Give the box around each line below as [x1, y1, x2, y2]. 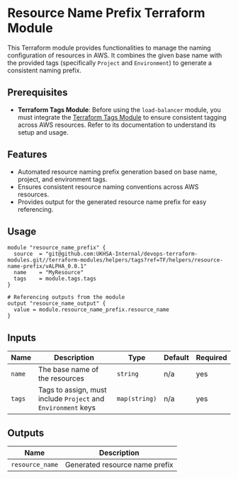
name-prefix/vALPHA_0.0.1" [7, 263, 87, 270]
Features [7, 149, 47, 161]
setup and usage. [17, 128, 69, 136]
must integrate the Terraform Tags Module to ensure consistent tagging [17, 113, 227, 121]
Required [195, 353, 227, 363]
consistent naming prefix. [7, 66, 81, 74]
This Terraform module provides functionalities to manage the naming [7, 43, 211, 52]
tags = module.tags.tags [13, 275, 97, 283]
